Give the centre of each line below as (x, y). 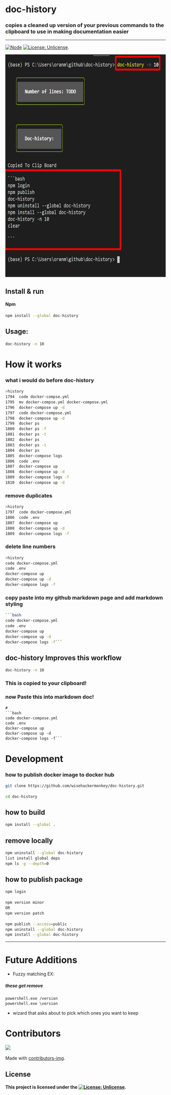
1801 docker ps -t (26, 434)
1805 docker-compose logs (34, 456)
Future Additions (41, 960)
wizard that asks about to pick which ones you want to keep (76, 1013)
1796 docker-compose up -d (35, 407)
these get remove (24, 986)
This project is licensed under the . (66, 1087)
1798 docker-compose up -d (35, 418)
